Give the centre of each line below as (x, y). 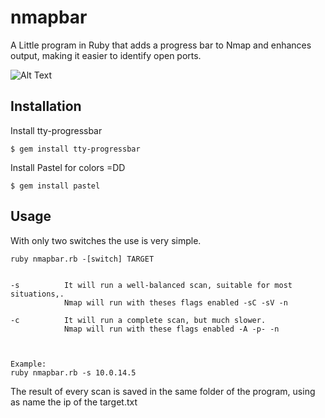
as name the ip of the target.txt (74, 402)
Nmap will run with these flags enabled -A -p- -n (171, 329)
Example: (28, 364)
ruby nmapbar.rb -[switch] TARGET (82, 259)
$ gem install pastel (55, 186)
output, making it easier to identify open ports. (106, 55)
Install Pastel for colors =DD (68, 167)
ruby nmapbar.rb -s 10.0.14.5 (73, 372)
